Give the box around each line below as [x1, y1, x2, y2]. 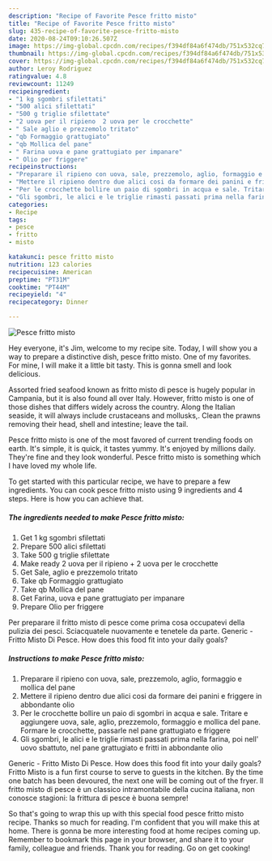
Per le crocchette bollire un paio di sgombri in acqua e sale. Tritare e [19, 708, 249, 718]
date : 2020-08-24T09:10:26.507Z [8, 34, 117, 43]
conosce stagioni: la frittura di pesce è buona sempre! [8, 793, 189, 803]
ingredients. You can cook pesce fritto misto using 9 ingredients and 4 [8, 485, 243, 495]
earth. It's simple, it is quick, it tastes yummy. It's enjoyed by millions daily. [8, 444, 257, 453]
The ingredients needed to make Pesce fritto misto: [8, 512, 185, 522]
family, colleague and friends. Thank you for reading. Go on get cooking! [8, 843, 251, 853]
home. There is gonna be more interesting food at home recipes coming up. [8, 825, 261, 836]
